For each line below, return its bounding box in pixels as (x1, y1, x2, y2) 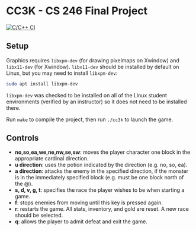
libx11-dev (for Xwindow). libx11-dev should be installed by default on (6, 63, 179, 70)
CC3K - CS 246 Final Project (6, 4, 148, 18)
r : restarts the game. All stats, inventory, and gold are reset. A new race (14, 205, 189, 213)
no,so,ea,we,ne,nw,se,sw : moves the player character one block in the (14, 148, 191, 156)
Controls (6, 133, 39, 143)
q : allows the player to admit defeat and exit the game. (14, 218, 148, 225)
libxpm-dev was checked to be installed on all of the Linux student (6, 91, 168, 99)
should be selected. (14, 212, 63, 219)
